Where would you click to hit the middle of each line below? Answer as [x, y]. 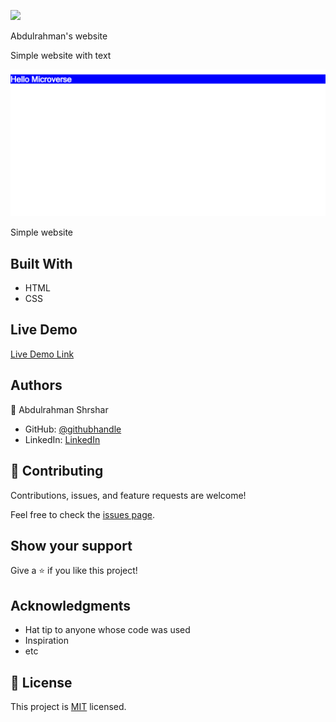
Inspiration [46, 641]
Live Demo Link [42, 354]
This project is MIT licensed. [68, 706]
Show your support [71, 545]
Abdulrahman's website [59, 36]
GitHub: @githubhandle [73, 429]
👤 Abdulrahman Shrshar [59, 409]
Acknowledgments [71, 605]
